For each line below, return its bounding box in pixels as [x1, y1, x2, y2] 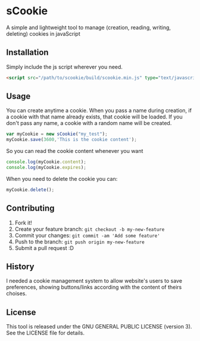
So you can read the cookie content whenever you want [6, 148, 143, 155]
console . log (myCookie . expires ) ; [6, 165, 86, 171]
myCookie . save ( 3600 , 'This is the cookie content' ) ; [6, 137, 137, 143]
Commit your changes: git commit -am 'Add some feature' [14, 231, 161, 239]
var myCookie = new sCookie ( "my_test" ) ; [6, 131, 108, 137]
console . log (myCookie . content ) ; [6, 159, 86, 165]
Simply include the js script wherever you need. [6, 63, 123, 70]
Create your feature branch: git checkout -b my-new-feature [14, 225, 165, 233]
